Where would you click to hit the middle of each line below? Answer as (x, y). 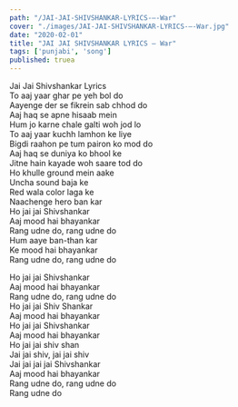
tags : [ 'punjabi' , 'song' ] (60, 52)
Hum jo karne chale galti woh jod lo (75, 124)
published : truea (42, 60)
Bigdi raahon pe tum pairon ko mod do (81, 144)
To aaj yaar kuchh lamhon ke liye (70, 134)
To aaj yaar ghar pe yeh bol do (66, 95)
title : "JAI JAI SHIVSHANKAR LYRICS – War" (93, 43)
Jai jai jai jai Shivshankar (55, 364)
